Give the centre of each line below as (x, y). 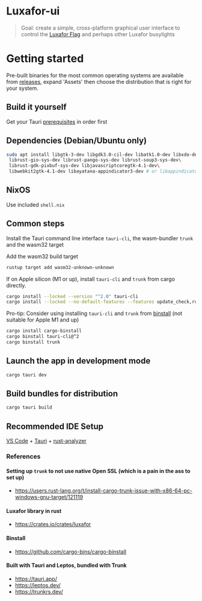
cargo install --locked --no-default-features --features (80, 302)
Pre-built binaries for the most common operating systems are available (95, 75)
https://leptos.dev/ (38, 585)
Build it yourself (37, 107)
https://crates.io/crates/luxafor (53, 524)
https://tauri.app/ (36, 579)
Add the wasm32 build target (42, 256)
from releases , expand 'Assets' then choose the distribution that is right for (99, 81)
